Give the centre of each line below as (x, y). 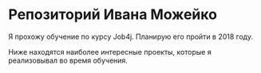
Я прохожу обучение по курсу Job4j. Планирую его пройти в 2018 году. (131, 36)
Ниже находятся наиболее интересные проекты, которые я (110, 52)
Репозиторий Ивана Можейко (113, 15)
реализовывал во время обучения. (68, 60)
